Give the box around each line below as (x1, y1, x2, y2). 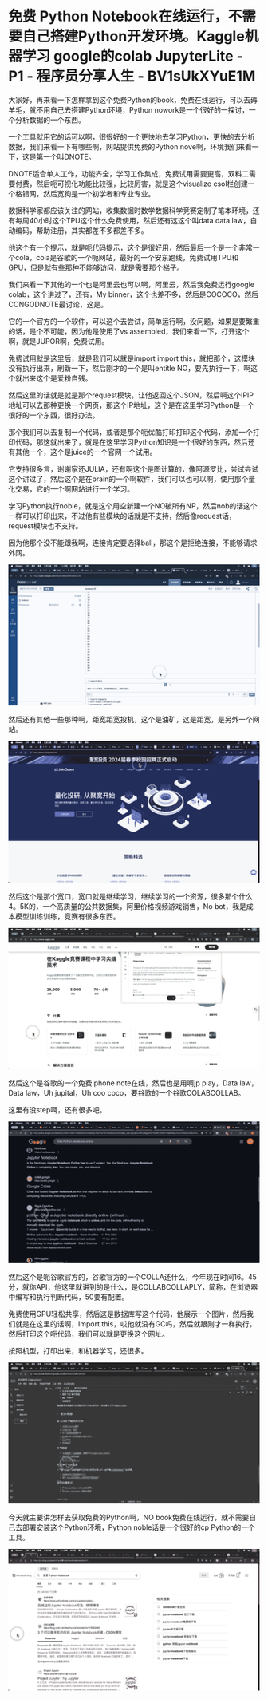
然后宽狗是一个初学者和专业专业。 (42, 188, 156, 198)
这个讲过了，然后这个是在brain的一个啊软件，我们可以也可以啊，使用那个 (8, 474, 249, 484)
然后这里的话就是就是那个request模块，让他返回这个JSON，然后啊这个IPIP (8, 390, 254, 400)
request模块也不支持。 (8, 520, 83, 531)
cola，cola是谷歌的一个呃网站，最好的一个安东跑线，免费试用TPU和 (14, 252, 239, 262)
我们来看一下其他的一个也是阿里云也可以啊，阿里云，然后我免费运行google (8, 279, 255, 289)
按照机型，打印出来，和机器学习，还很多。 (8, 1345, 148, 1355)
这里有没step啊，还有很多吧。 (8, 1105, 107, 1115)
